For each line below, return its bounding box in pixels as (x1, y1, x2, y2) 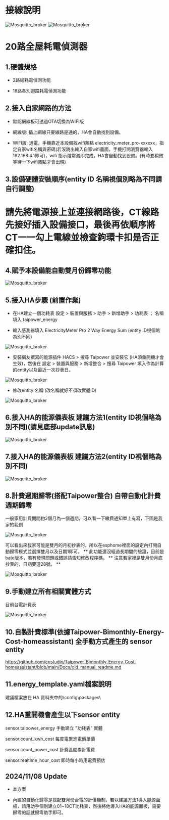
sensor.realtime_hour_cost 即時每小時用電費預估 (5, 757, 105, 763)
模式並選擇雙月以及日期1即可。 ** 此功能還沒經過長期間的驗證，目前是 (18, 549, 164, 555)
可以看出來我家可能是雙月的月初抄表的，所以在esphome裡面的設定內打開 (5, 542, 157, 549)
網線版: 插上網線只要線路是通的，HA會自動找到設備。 (12, 129, 124, 135)
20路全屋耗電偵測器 (5, 41, 88, 53)
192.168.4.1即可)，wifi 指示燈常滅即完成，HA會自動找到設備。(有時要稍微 (12, 152, 164, 158)
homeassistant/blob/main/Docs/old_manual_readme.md (5, 664, 122, 670)
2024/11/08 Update (5, 772, 67, 781)
